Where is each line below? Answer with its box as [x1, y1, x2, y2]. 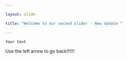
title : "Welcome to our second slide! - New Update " [5, 21, 123, 26]
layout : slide [5, 12, 36, 17]
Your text [5, 39, 27, 44]
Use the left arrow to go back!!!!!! [5, 48, 75, 54]
